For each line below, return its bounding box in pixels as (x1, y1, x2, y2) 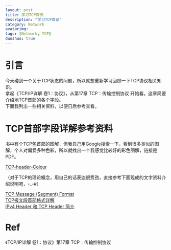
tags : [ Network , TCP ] (5, 31, 52, 36)
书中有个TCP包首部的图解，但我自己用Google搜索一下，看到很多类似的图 (5, 141, 159, 147)
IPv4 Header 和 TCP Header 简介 (5, 203, 75, 210)
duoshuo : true (5, 36, 36, 41)
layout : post (5, 7, 33, 13)
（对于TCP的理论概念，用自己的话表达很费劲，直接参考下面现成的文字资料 (5, 174, 162, 180)
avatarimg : (5, 27, 29, 32)
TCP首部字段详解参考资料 (5, 123, 113, 134)
